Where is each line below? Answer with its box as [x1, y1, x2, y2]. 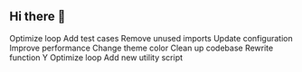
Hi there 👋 [9, 9, 66, 24]
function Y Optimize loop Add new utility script [9, 51, 184, 63]
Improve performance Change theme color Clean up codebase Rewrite [9, 42, 274, 53]
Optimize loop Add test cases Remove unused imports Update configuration [9, 32, 293, 43]
